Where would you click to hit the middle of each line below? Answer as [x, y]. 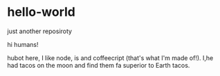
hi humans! [23, 44]
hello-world [42, 12]
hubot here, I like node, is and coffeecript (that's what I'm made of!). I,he [110, 58]
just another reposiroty [40, 31]
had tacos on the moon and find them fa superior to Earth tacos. [99, 65]
